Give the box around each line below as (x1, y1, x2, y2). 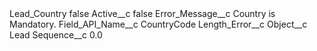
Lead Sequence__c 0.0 (9, 29, 103, 41)
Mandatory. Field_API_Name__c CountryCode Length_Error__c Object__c (9, 18, 308, 30)
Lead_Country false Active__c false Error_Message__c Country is (9, 8, 276, 19)
